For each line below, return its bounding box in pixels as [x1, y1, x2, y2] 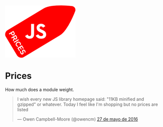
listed [17, 106, 28, 112]
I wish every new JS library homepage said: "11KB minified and [17, 96, 144, 102]
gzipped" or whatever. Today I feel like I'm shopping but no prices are [17, 101, 158, 107]
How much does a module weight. [5, 87, 75, 93]
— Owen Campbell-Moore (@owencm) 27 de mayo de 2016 [17, 116, 138, 122]
